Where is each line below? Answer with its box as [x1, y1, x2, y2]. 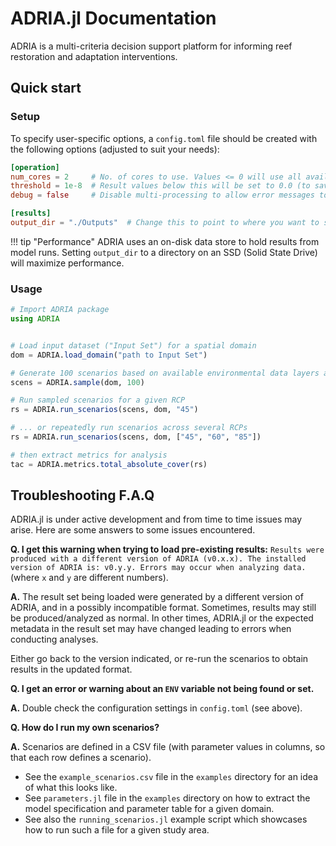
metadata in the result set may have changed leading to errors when [10, 623, 292, 635]
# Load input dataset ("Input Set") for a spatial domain [10, 340, 257, 351]
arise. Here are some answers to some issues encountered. [10, 524, 256, 536]
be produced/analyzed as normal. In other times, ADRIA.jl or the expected [10, 612, 314, 624]
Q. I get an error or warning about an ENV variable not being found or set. [10, 683, 315, 695]
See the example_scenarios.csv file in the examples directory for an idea [24, 771, 318, 783]
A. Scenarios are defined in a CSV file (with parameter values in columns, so [10, 741, 326, 753]
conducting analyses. [10, 633, 99, 646]
